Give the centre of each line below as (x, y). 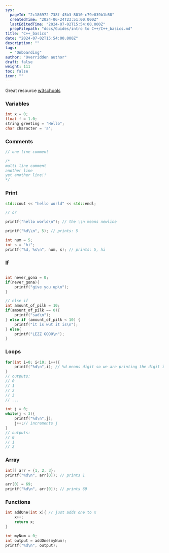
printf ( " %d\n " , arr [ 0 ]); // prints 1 (45, 475)
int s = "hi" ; (20, 245)
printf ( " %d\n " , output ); (31, 545)
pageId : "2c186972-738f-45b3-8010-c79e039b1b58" (62, 15)
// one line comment (27, 152)
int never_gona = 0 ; (27, 277)
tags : (11, 48)
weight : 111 (18, 67)
